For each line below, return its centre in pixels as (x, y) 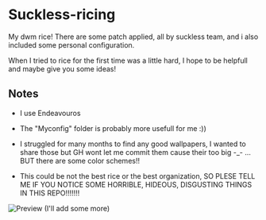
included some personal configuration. (71, 44)
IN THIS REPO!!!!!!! (50, 193)
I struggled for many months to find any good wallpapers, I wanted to (133, 144)
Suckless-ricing (62, 15)
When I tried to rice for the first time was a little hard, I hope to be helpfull (128, 60)
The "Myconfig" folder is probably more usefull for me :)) (113, 128)
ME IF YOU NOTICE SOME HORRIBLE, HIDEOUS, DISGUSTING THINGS (136, 184)
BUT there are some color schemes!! (80, 160)
